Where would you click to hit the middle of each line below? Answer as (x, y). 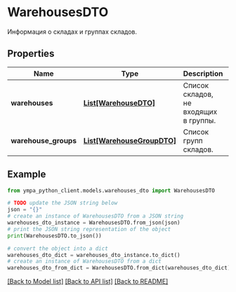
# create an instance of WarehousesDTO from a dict (84, 261)
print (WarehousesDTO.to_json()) (54, 236)
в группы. (199, 120)
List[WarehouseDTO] (119, 102)
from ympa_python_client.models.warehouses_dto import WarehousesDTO (111, 190)
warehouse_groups (44, 140)
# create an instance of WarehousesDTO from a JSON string (96, 216)
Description (203, 73)
